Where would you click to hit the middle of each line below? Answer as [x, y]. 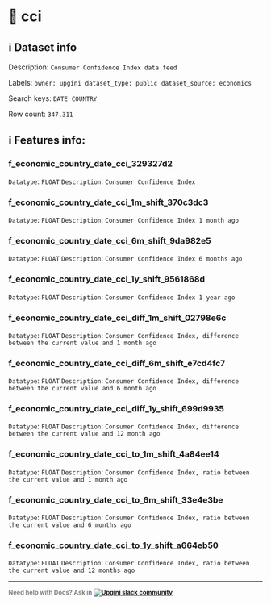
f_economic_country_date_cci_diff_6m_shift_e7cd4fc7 [117, 363]
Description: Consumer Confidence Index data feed [93, 67]
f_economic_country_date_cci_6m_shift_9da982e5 [110, 240]
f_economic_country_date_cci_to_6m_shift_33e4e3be [116, 499]
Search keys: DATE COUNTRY [53, 98]
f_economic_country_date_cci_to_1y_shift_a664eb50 [114, 545]
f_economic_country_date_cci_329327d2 [91, 164]
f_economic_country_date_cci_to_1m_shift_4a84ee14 [114, 454]
